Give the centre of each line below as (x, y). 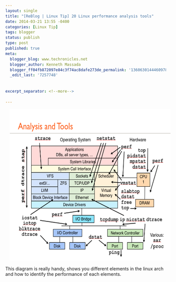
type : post (17, 43)
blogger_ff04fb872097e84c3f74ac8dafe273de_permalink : (68, 70)
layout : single (21, 11)
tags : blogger (20, 32)
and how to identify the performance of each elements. (63, 274)
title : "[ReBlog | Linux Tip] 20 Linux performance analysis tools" (80, 16)
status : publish (22, 38)
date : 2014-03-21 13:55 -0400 (37, 21)
